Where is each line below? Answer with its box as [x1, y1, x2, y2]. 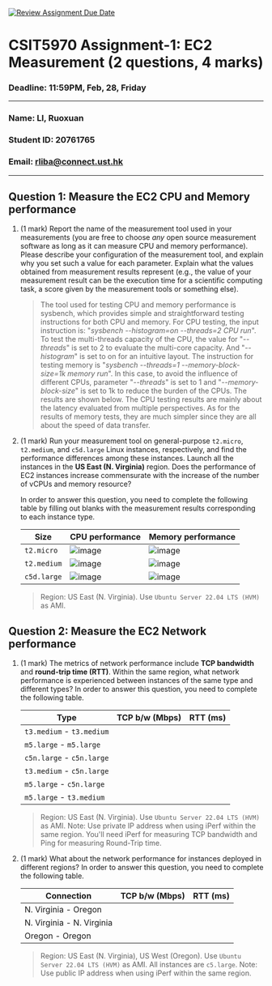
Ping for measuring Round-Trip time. [40, 839, 162, 848]
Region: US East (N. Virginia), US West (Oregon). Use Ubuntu [40, 951, 241, 961]
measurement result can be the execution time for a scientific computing [19, 275, 263, 285]
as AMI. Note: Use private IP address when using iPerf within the [40, 821, 257, 830]
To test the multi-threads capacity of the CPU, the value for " [40, 335, 244, 344]
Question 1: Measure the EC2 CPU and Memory [8, 190, 251, 204]
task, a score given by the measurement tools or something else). [19, 284, 239, 294]
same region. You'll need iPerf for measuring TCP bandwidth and [40, 830, 257, 839]
